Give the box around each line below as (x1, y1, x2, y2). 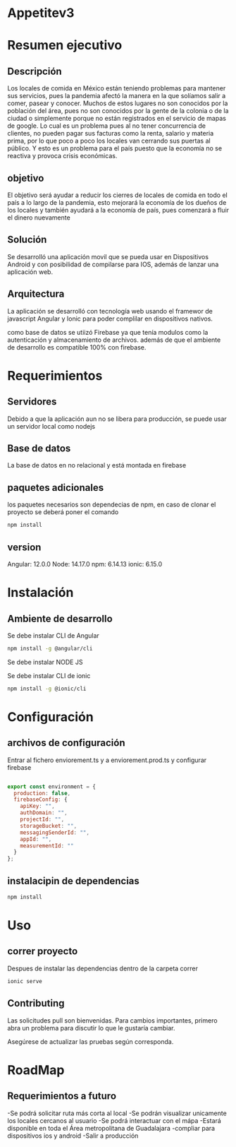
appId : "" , (20, 836, 52, 843)
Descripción (7, 65, 62, 77)
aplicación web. (7, 267, 54, 276)
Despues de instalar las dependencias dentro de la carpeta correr (7, 964, 199, 973)
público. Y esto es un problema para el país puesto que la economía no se (7, 144, 223, 153)
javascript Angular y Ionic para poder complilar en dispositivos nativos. (7, 314, 213, 323)
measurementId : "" (20, 842, 74, 849)
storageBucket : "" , (20, 822, 77, 829)
